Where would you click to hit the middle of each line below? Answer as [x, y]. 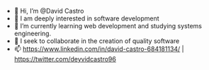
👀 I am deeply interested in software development [86, 18]
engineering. [33, 33]
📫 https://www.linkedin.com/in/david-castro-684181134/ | [99, 49]
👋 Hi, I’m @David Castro [49, 11]
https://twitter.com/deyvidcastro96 [65, 59]
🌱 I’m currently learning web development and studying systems [108, 26]
